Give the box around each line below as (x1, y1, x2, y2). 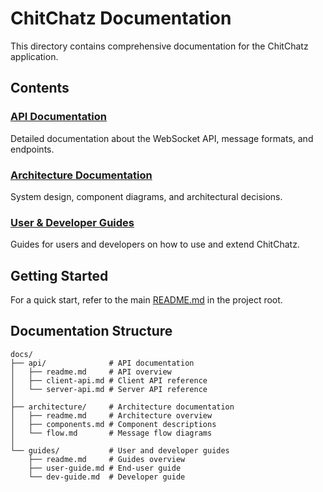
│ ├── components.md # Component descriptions (10, 419, 217, 429)
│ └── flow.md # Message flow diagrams (10, 428, 213, 438)
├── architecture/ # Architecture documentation (10, 402, 235, 412)
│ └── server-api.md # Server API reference (10, 384, 208, 394)
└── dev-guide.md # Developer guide (28, 472, 186, 482)
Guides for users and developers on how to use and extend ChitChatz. (10, 238, 300, 251)
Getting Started (10, 267, 109, 284)
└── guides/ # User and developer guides (10, 445, 230, 456)
